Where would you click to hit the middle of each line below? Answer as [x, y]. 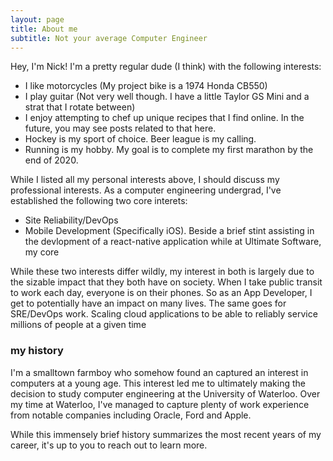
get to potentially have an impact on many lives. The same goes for [148, 303]
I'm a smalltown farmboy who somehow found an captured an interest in [159, 372]
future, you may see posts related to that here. [120, 128]
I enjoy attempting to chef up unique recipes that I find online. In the [164, 118]
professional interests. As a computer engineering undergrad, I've [146, 190]
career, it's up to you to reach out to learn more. [109, 445]
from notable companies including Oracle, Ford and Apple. [131, 415]
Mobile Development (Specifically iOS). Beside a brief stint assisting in [169, 231]
